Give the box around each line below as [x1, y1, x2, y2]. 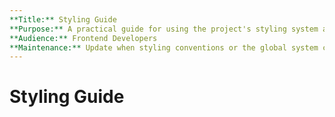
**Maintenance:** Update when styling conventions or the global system [9, 42, 319, 53]
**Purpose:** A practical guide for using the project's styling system [9, 24, 319, 34]
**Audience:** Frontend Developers [9, 33, 158, 43]
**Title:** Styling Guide [9, 14, 117, 25]
